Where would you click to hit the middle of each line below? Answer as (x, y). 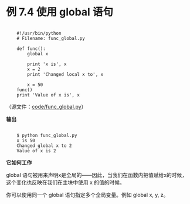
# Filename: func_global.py (51, 38)
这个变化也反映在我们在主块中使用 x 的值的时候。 (65, 182)
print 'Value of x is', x (48, 95)
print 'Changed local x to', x (65, 74)
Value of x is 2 (37, 151)
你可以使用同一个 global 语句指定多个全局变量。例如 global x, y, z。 (87, 195)
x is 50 (26, 141)
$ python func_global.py (47, 135)
